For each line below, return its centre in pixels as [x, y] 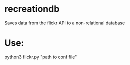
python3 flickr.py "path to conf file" [41, 57]
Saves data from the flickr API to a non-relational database [65, 23]
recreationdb [32, 9]
